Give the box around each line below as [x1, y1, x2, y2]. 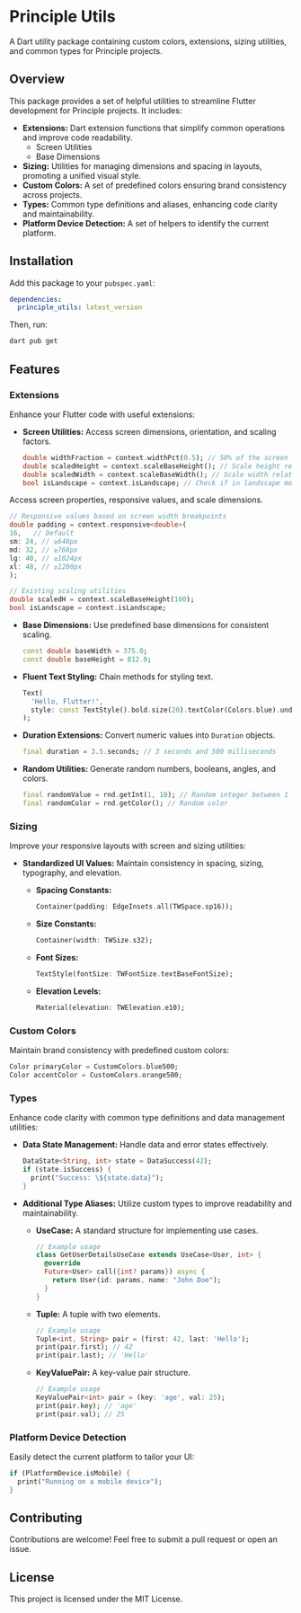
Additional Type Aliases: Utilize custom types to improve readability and [22, 1198, 292, 1209]
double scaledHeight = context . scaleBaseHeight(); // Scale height [22, 461, 281, 471]
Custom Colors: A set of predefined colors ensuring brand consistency [22, 180, 288, 191]
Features [9, 361, 60, 377]
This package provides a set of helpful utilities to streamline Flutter [9, 95, 256, 106]
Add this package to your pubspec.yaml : [9, 277, 155, 288]
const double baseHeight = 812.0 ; [22, 654, 152, 664]
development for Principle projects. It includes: [9, 105, 182, 116]
